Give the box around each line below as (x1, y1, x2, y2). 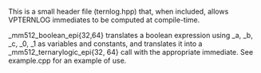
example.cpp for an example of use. (8, 56, 127, 65)
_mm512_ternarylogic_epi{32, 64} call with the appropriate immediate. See (8, 48, 254, 56)
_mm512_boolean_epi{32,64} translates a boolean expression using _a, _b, (8, 31, 253, 40)
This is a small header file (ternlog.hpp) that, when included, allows (8, 7, 229, 16)
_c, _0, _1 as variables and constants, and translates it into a (8, 39, 203, 48)
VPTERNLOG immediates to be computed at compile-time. (8, 15, 200, 25)
